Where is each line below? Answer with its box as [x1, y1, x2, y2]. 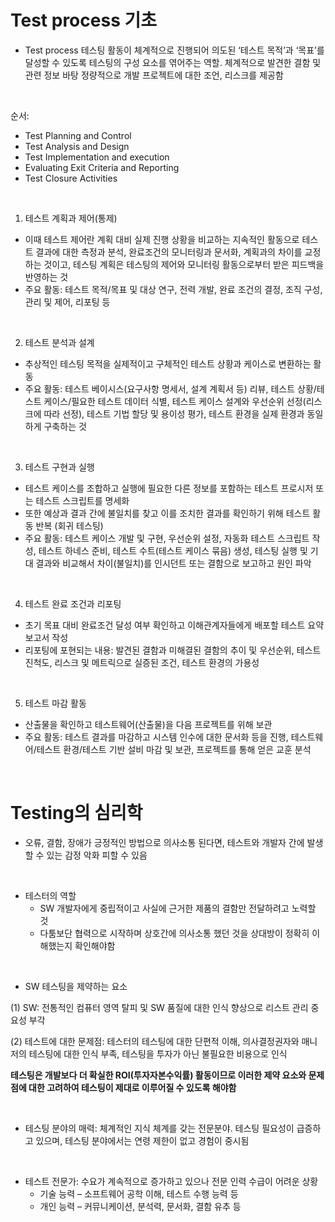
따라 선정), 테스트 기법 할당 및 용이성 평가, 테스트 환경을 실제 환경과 [43, 407, 305, 420]
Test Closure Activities [24, 172, 118, 184]
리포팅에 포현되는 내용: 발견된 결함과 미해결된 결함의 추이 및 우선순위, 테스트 [24, 644, 322, 656]
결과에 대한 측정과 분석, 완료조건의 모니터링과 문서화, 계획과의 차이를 [35, 246, 303, 258]
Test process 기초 [10, 9, 157, 32]
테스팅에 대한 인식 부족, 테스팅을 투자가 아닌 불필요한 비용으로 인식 [28, 1047, 288, 1060]
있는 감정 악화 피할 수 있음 [46, 849, 148, 861]
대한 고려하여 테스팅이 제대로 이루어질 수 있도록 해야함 [28, 1081, 237, 1093]
